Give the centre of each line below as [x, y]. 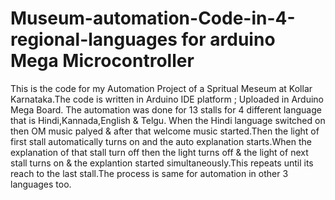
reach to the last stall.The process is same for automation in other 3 [149, 173]
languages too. [41, 184]
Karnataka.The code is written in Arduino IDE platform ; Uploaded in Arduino [167, 99]
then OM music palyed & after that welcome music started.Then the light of [165, 131]
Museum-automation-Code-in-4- [153, 18]
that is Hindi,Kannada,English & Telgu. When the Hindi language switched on [168, 120]
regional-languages [94, 39]
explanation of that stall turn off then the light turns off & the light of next [159, 152]
